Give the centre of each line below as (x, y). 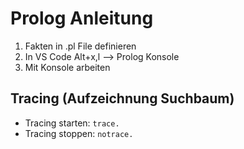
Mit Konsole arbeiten (67, 67)
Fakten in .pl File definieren (80, 46)
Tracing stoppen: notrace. (79, 133)
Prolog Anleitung (82, 18)
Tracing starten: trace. (72, 123)
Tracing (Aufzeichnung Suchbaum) (122, 98)
